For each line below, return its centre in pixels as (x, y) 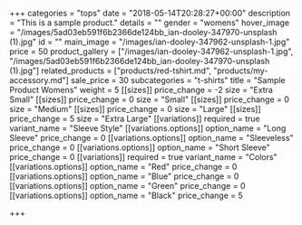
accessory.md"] (39, 80)
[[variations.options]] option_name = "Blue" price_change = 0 (124, 176)
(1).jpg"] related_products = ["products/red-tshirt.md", (110, 70)
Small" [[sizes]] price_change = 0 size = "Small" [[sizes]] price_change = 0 (150, 99)
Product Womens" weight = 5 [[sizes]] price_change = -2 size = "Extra (141, 90)
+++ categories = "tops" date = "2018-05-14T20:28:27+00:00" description (150, 13)
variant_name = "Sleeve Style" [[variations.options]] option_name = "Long (148, 128)
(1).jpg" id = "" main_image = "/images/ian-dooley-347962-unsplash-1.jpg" (150, 42)
